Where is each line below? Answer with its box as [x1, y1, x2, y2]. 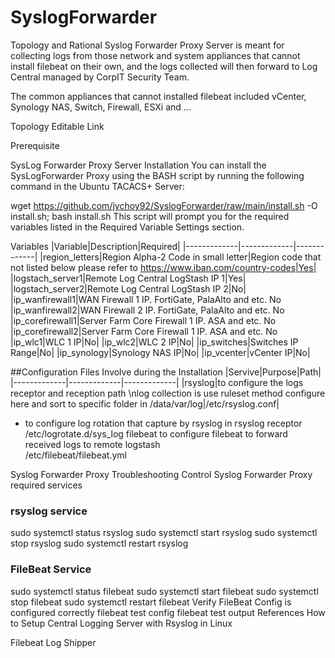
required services [10, 479, 83, 491]
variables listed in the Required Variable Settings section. [10, 221, 245, 233]
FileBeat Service [10, 562, 92, 576]
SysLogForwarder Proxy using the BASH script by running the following [10, 169, 305, 181]
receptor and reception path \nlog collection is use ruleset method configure [10, 387, 326, 399]
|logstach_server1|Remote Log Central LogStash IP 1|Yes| [10, 272, 247, 284]
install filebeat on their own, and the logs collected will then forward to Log [10, 60, 318, 72]
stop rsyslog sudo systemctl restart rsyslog [10, 537, 189, 550]
